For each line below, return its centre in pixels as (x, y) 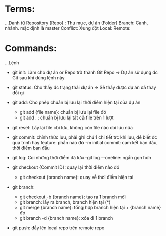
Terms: (20, 9)
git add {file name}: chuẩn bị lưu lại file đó (63, 112)
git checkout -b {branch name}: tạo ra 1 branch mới (73, 197)
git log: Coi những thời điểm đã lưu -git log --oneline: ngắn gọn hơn (81, 157)
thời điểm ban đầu (31, 148)
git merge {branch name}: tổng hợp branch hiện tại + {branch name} (90, 207)
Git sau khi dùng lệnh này (38, 77)
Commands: (31, 49)
